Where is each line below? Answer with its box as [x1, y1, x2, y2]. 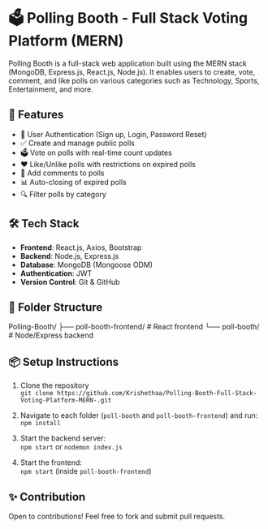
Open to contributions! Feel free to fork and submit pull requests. [8, 511, 226, 521]
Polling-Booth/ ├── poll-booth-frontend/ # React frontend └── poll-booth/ [8, 322, 260, 332]
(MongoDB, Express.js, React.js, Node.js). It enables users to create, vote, [8, 67, 256, 76]
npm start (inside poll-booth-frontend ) [19, 467, 152, 476]
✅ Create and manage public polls [19, 138, 136, 148]
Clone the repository [19, 381, 89, 390]
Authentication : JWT [19, 268, 93, 278]
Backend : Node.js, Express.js [19, 251, 119, 260]
